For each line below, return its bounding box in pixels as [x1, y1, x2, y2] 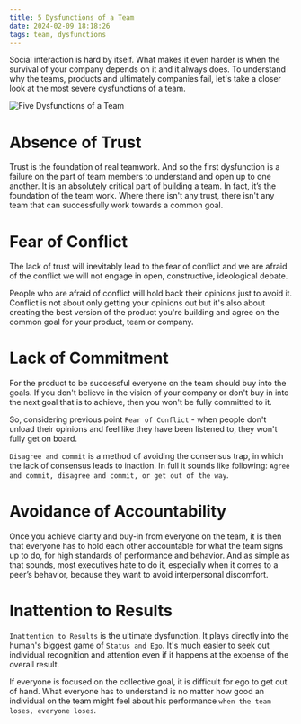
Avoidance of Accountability [9, 501, 227, 522]
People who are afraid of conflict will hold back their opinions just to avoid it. [9, 288, 293, 299]
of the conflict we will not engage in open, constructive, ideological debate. [9, 270, 288, 281]
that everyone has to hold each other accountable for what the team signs [9, 541, 284, 552]
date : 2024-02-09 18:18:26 [9, 22, 111, 31]
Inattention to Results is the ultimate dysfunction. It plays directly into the [9, 631, 289, 641]
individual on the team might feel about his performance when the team [9, 695, 271, 706]
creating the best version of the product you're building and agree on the [9, 307, 279, 318]
